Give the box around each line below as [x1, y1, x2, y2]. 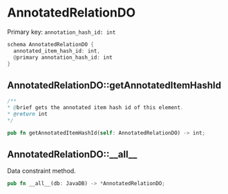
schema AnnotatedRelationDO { [7, 41, 95, 48]
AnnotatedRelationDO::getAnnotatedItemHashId [7, 79, 222, 91]
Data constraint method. [7, 167, 76, 175]
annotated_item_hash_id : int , [13, 47, 100, 55]
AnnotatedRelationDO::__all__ [7, 148, 137, 160]
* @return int [7, 110, 48, 117]
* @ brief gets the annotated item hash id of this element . [7, 104, 184, 111]
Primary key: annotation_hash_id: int [7, 28, 116, 36]
